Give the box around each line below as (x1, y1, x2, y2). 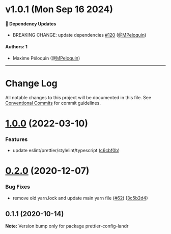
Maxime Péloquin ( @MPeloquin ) (12, 55, 80, 61)
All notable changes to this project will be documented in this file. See (5, 94, 152, 100)
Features (5, 136, 28, 143)
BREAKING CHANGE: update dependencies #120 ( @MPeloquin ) (12, 32, 147, 38)
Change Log (5, 77, 58, 89)
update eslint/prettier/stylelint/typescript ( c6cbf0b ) (12, 148, 120, 154)
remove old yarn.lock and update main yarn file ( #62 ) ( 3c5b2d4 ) (12, 195, 148, 201)
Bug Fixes (5, 183, 31, 190)
